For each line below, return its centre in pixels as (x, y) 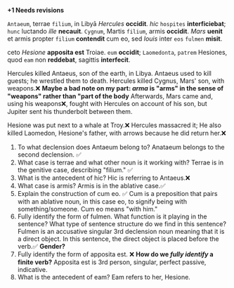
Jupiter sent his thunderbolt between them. (70, 111)
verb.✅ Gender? (41, 246)
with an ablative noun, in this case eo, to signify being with (102, 202)
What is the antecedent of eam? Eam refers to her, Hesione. (104, 277)
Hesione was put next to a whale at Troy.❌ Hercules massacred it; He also (114, 125)
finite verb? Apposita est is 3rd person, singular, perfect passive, (112, 262)
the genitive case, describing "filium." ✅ (75, 170)
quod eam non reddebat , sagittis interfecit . (69, 60)
